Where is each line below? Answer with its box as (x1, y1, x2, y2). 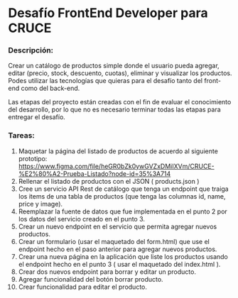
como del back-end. (21, 84, 80, 93)
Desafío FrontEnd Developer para (8, 5, 208, 21)
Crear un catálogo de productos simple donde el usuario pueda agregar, (8, 62, 220, 70)
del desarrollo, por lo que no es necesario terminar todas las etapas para (8, 105, 221, 114)
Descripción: (8, 45, 54, 55)
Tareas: (8, 131, 35, 140)
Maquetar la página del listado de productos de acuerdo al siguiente (18, 147, 219, 155)
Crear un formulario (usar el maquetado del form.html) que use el (18, 237, 210, 245)
